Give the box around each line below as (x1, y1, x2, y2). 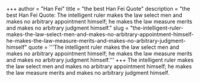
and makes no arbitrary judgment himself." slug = (6, 24, 129, 31)
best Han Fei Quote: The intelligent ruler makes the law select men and (6, 11, 182, 19)
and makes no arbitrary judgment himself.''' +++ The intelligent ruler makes (6, 57, 194, 63)
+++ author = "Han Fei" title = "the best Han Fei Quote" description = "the (6, 5, 190, 12)
